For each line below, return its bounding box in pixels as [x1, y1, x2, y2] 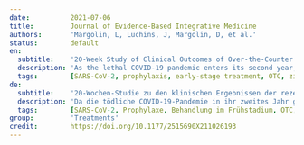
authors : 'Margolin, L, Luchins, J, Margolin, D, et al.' [9, 30, 257, 39]
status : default [9, 38, 100, 48]
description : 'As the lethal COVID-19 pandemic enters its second [17, 64, 273, 73]
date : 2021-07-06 [9, 13, 111, 23]
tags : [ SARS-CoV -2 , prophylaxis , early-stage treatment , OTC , [17, 72, 285, 81]
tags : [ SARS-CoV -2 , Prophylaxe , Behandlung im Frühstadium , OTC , [17, 105, 298, 114]
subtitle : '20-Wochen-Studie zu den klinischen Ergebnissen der [17, 88, 278, 97]
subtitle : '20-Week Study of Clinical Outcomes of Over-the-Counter [17, 55, 294, 64]
